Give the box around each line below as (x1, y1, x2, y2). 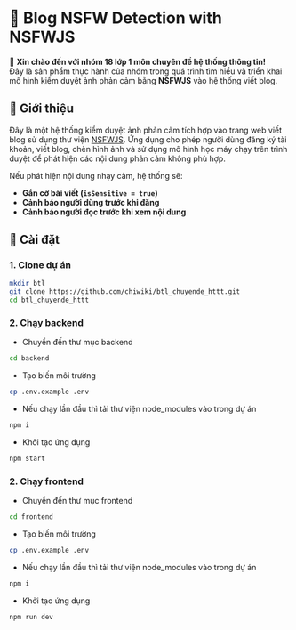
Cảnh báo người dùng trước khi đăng (21, 197, 160, 207)
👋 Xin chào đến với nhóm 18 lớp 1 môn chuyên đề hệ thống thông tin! (9, 56, 267, 67)
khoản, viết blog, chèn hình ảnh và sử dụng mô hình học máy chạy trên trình (9, 143, 288, 154)
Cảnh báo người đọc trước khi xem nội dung (21, 206, 187, 217)
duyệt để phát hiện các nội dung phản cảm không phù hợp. (9, 153, 227, 164)
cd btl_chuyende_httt (9, 295, 90, 305)
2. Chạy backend (9, 316, 84, 328)
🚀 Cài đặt (9, 232, 60, 247)
